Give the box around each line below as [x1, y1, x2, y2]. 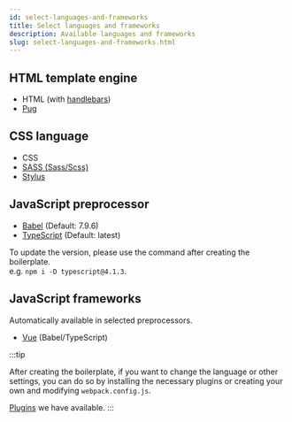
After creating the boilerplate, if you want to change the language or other [9, 366, 279, 377]
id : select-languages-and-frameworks [9, 12, 149, 22]
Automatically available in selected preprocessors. [9, 315, 193, 326]
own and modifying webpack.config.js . [9, 385, 152, 395]
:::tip [9, 349, 26, 359]
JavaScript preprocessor [9, 196, 150, 212]
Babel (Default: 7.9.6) [21, 220, 99, 231]
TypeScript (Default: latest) [21, 229, 121, 240]
